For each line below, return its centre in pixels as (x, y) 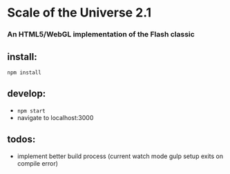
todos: (21, 139)
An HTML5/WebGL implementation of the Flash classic (101, 35)
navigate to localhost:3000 (55, 117)
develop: (27, 94)
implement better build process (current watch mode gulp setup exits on (120, 156)
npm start (31, 111)
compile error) (38, 163)
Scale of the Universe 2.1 (79, 13)
